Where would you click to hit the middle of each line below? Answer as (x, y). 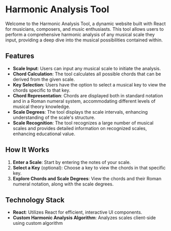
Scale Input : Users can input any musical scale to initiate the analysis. (87, 68)
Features (20, 56)
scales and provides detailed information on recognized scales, (80, 128)
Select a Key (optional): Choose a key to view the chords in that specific (89, 167)
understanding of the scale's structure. (54, 117)
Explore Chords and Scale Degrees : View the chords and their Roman (87, 178)
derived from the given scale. (44, 79)
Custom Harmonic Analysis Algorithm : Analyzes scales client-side (84, 218)
